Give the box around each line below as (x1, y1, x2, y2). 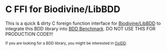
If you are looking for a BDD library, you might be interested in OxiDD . (5, 40, 127, 46)
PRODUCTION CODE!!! (5, 31, 53, 37)
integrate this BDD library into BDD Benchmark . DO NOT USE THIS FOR (5, 25, 156, 31)
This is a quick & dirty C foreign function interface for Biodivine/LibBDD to (5, 20, 161, 26)
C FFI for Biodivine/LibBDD (5, 4, 120, 15)
